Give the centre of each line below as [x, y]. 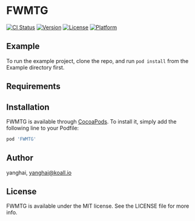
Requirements [33, 86]
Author [20, 158]
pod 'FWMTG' [21, 139]
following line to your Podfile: [43, 128]
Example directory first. [35, 67]
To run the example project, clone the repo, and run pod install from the [97, 61]
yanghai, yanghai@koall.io [39, 173]
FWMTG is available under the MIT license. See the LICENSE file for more [98, 206]
